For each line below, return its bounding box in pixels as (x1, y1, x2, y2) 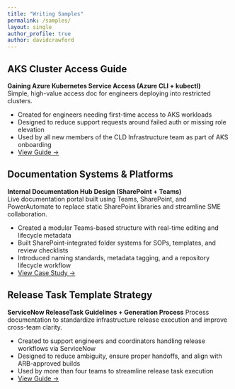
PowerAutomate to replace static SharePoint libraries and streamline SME (7, 202, 222, 211)
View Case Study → (17, 268, 76, 277)
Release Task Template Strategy (7, 289, 153, 301)
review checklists (17, 245, 69, 255)
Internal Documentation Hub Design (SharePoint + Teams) (7, 187, 182, 195)
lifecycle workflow (17, 261, 71, 269)
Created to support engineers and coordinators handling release (17, 337, 205, 345)
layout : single (7, 23, 52, 30)
